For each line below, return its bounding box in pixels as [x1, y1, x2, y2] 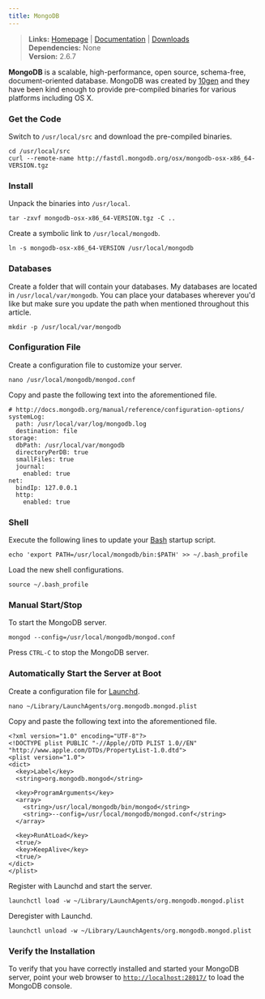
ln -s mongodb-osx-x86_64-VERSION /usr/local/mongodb [8, 244, 194, 252]
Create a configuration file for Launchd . [8, 686, 140, 696]
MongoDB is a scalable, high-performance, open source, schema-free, [8, 66, 246, 77]
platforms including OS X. [8, 92, 94, 102]
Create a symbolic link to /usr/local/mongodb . [8, 229, 160, 238]
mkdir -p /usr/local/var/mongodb [8, 323, 122, 331]
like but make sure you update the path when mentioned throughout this [8, 298, 250, 308]
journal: [15, 462, 45, 470]
